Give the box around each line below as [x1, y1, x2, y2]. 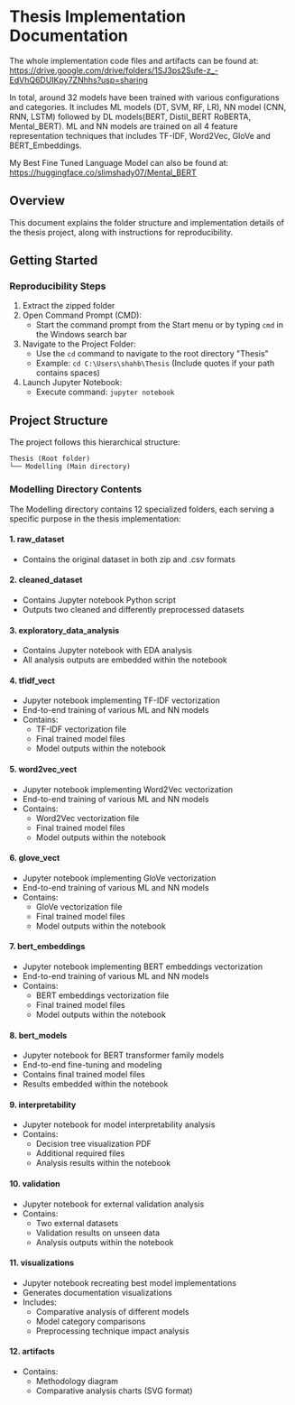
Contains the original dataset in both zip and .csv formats [22, 553, 236, 565]
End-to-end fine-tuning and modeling [22, 1059, 162, 1070]
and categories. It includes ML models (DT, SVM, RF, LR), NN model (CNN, [9, 101, 287, 112]
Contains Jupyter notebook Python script [22, 594, 176, 605]
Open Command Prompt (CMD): [22, 310, 143, 321]
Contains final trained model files [22, 1069, 146, 1080]
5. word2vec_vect [9, 763, 78, 774]
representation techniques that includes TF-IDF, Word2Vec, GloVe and [9, 130, 271, 141]
